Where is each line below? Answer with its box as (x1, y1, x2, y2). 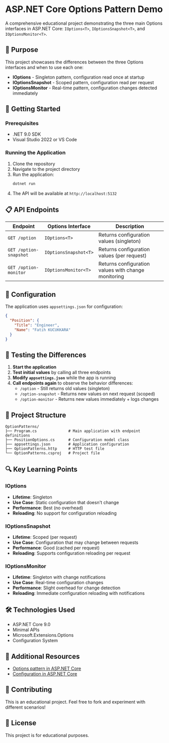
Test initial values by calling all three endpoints (12, 369, 111, 376)
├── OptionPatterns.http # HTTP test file (5, 446, 105, 452)
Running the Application (5, 149, 66, 156)
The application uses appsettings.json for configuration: (5, 303, 123, 309)
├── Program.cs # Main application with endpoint (5, 428, 141, 434)
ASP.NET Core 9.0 (12, 622, 51, 628)
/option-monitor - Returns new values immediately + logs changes (20, 396, 159, 402)
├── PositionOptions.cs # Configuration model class (5, 438, 129, 443)
